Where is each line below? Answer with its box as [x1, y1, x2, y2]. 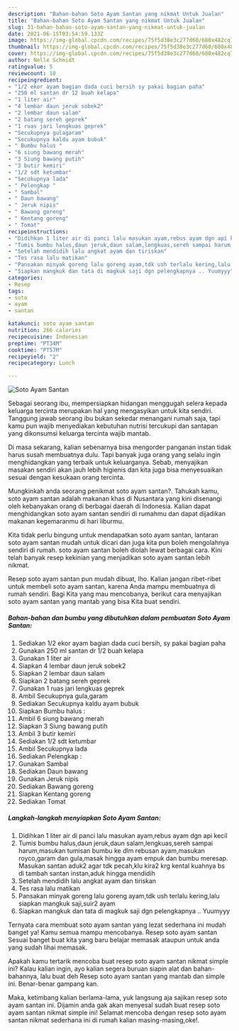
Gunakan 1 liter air [18, 654, 72, 663]
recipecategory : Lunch [8, 360, 75, 367]
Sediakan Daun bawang [18, 767, 88, 776]
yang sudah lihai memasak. [8, 943, 88, 952]
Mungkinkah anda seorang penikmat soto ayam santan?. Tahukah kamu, [8, 487, 219, 495]
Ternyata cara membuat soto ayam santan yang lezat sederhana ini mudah [8, 920, 226, 930]
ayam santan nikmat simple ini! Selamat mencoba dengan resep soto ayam [8, 1008, 226, 1017]
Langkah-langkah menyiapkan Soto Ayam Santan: [8, 813, 162, 822]
